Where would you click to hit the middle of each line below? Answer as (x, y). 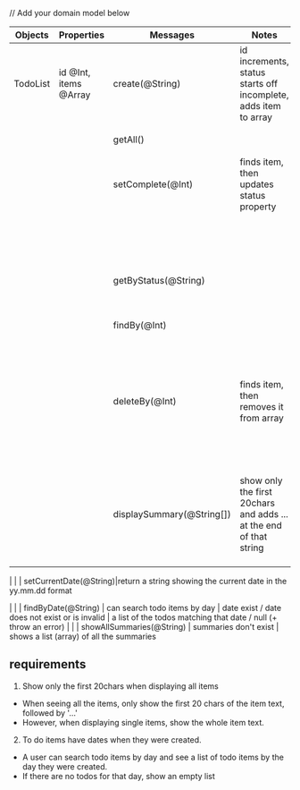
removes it (262, 407)
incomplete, (264, 95)
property (258, 207)
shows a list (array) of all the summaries (83, 636)
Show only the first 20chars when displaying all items (120, 686)
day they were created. (65, 766)
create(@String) (147, 84)
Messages (172, 35)
